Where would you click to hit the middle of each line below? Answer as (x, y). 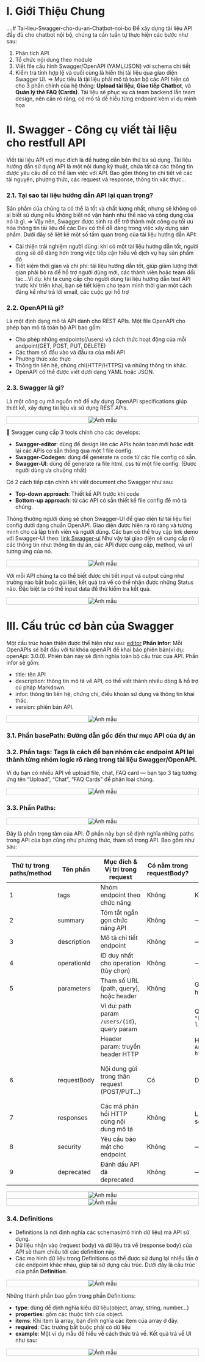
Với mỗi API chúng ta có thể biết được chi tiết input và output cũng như (95, 575)
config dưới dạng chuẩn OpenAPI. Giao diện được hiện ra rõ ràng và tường (99, 525)
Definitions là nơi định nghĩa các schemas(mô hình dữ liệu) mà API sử (102, 1232)
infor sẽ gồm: (23, 662)
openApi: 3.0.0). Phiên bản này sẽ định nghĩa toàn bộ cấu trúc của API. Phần (103, 656)
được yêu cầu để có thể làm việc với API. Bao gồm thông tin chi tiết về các (100, 173)
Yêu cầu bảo (118, 1139)
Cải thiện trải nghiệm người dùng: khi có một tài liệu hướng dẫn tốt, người (106, 247)
